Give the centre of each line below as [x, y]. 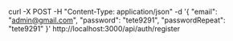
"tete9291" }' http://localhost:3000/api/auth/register [94, 29]
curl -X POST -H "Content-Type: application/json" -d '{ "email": [113, 12]
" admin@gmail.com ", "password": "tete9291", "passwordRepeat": [117, 20]
